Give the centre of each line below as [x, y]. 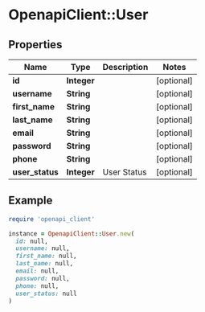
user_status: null [47, 294]
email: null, [37, 271]
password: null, [43, 278]
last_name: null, [45, 264]
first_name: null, [47, 256]
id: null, [32, 241]
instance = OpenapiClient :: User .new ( [72, 234]
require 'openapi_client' [51, 219]
